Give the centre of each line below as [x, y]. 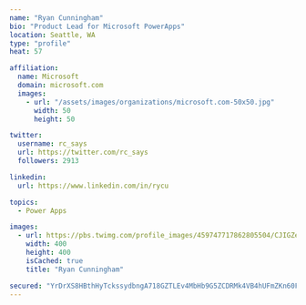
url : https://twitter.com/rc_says [83, 152]
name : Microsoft [48, 77]
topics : [24, 202]
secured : [26, 286]
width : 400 [46, 244]
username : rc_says [53, 144]
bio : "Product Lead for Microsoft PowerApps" [97, 26]
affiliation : [34, 68]
